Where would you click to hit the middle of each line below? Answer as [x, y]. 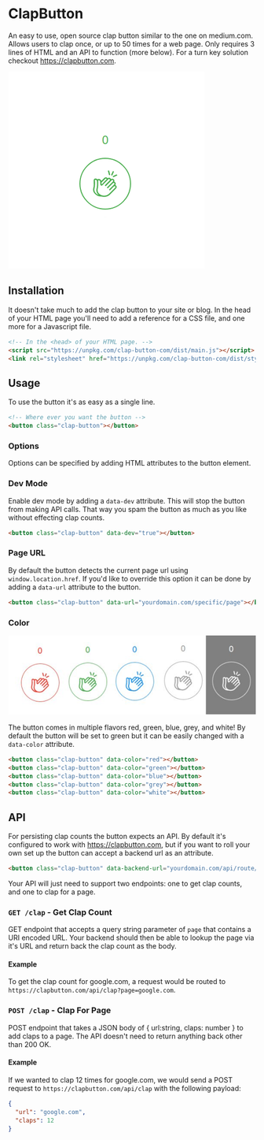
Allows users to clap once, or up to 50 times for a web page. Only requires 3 [132, 43]
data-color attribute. [41, 744]
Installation [36, 291]
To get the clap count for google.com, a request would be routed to [117, 982]
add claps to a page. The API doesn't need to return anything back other [125, 1036]
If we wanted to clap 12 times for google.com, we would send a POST [121, 1079]
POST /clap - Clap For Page [60, 1011]
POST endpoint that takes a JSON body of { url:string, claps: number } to [126, 1027]
